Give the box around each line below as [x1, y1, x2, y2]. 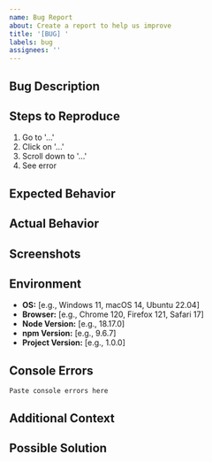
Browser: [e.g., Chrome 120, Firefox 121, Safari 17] [21, 309, 205, 320]
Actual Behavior [9, 216, 100, 231]
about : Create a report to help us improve [9, 21, 172, 30]
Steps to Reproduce [9, 108, 121, 124]
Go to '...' [21, 132, 55, 142]
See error [21, 160, 57, 171]
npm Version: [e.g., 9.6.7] [21, 328, 117, 339]
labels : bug [9, 37, 53, 47]
